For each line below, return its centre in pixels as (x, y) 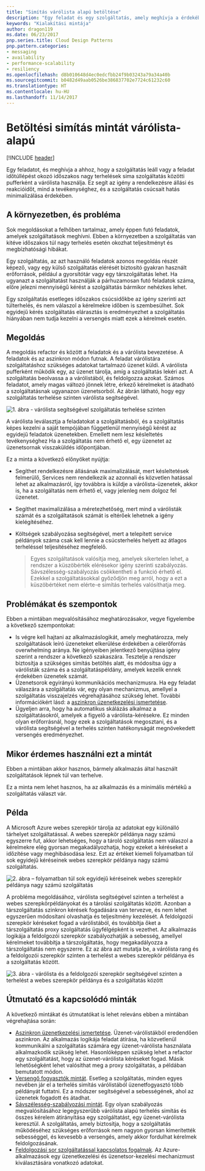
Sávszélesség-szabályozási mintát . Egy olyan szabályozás (89, 1104)
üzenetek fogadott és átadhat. (53, 1098)
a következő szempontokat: (41, 626)
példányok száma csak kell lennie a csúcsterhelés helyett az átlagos (101, 541)
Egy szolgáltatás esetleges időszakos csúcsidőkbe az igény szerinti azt (96, 299)
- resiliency (23, 69)
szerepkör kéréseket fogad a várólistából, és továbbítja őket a (84, 922)
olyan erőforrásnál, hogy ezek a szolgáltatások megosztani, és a (96, 722)
